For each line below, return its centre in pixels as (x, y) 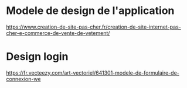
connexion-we (23, 79)
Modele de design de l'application (90, 11)
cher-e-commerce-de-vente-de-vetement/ (58, 33)
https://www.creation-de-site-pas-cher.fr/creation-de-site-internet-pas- (94, 27)
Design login (37, 57)
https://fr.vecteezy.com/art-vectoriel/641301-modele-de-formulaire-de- (93, 73)
